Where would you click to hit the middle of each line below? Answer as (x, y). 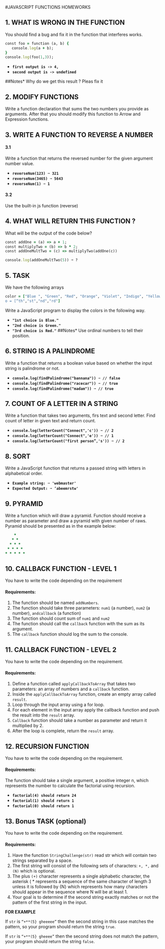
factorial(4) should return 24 (44, 796)
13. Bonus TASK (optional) (46, 821)
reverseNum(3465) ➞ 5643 (38, 179)
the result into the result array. (43, 715)
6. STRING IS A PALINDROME (50, 351)
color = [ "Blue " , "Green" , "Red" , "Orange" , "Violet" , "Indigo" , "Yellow (83, 297)
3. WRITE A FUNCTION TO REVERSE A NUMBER (79, 135)
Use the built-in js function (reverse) (42, 205)
